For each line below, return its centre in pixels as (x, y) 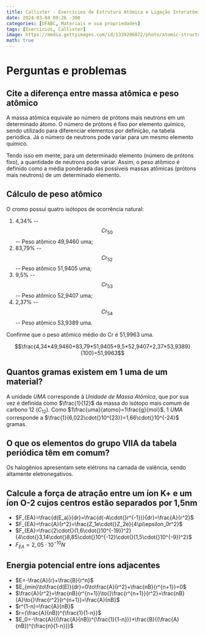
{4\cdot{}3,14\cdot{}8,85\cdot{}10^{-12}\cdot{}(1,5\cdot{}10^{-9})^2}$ (103, 537)
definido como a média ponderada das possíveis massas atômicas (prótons (101, 168)
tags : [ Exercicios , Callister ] (46, 29)
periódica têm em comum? (58, 453)
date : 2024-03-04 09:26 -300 (43, 18)
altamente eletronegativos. (40, 474)
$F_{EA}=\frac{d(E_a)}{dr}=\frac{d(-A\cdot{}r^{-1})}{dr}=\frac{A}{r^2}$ (104, 517)
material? (25, 382)
